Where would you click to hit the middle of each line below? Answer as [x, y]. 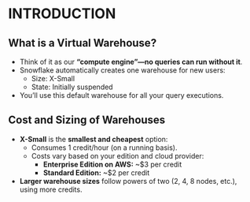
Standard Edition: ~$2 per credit [96, 172]
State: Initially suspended [72, 87]
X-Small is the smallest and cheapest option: [94, 139]
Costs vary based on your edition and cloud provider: [118, 155]
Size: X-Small [53, 79]
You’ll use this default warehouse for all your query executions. [121, 95]
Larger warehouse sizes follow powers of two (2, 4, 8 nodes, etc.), [128, 181]
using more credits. [51, 189]
